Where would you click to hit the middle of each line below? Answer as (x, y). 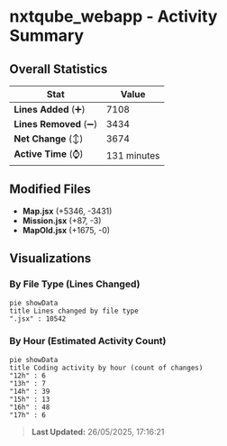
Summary (46, 36)
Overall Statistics (59, 69)
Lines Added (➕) (50, 109)
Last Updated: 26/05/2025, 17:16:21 (98, 432)
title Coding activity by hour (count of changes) (106, 368)
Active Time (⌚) (49, 154)
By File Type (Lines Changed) (75, 284)
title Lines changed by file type (74, 311)
